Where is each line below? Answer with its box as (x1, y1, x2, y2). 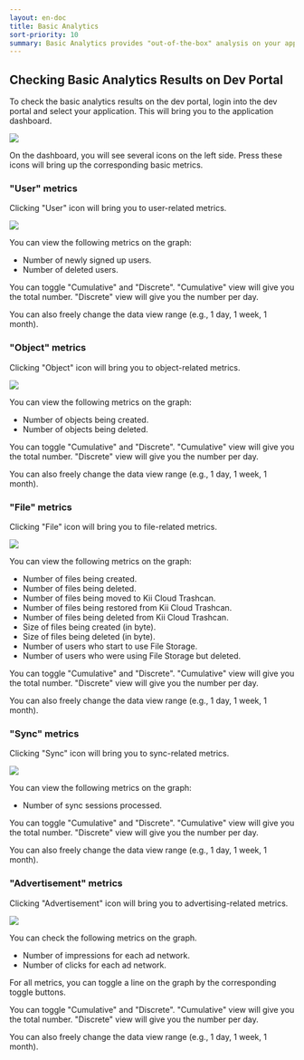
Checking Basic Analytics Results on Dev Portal (9, 72, 283, 87)
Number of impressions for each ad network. (22, 949, 191, 960)
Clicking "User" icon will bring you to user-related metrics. (9, 203, 227, 214)
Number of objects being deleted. (22, 423, 149, 435)
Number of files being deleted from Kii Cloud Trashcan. (22, 612, 229, 622)
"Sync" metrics (9, 727, 80, 739)
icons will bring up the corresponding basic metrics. (9, 159, 204, 170)
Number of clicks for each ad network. (22, 959, 167, 970)
